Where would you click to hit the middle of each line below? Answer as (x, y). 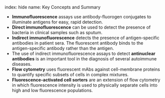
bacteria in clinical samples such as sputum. (57, 32)
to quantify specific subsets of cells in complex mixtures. (70, 74)
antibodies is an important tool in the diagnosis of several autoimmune (84, 59)
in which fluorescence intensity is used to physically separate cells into (84, 85)
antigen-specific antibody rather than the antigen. (63, 48)
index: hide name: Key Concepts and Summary (53, 7)
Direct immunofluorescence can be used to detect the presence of (81, 27)
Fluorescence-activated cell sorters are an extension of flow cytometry (86, 80)
